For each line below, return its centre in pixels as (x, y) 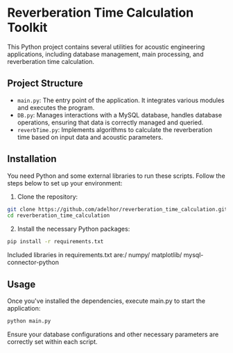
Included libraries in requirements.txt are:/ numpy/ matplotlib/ (95, 255)
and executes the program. (56, 107)
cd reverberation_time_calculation (59, 216)
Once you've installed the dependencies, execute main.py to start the (106, 301)
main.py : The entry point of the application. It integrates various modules (121, 100)
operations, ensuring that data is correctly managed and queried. (110, 122)
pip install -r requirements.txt (55, 242)
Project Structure (45, 84)
